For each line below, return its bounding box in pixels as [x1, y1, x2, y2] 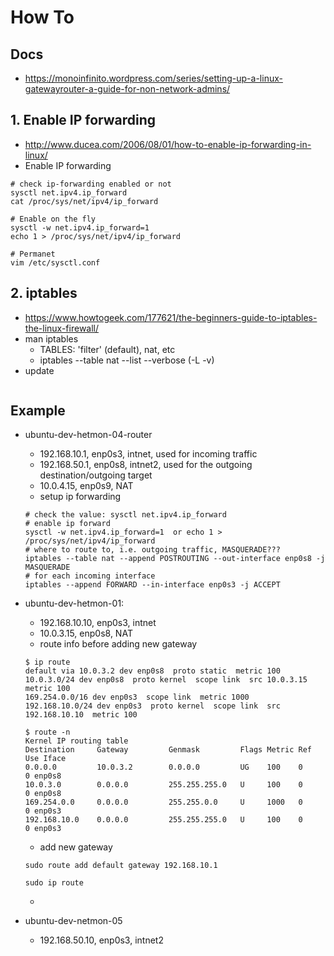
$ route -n [24, 727, 71, 738]
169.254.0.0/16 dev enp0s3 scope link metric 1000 [24, 692, 250, 703]
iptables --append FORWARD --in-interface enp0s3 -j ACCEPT [24, 580, 281, 590]
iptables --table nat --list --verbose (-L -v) [39, 354, 215, 366]
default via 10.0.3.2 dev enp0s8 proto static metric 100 [24, 666, 281, 676]
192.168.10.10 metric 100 [24, 710, 138, 720]
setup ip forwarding [39, 491, 122, 503]
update [24, 364, 55, 376]
